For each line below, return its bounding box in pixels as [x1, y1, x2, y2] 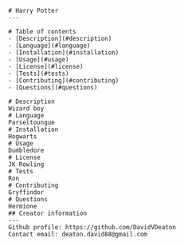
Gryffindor [8, 188, 45, 196]
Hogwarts [8, 133, 37, 141]
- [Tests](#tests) [8, 69, 70, 77]
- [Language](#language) [8, 42, 91, 50]
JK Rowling [8, 161, 45, 169]
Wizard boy [8, 105, 45, 113]
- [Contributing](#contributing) [8, 77, 119, 85]
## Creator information [8, 209, 87, 217]
